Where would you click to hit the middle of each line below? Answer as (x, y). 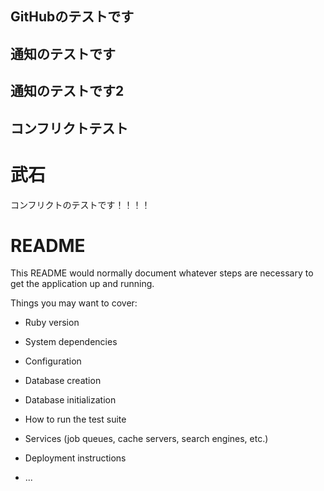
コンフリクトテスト (69, 128)
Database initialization (70, 400)
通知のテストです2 (67, 91)
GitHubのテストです (72, 17)
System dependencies (71, 342)
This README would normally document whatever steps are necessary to (162, 273)
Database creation (63, 381)
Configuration (53, 361)
